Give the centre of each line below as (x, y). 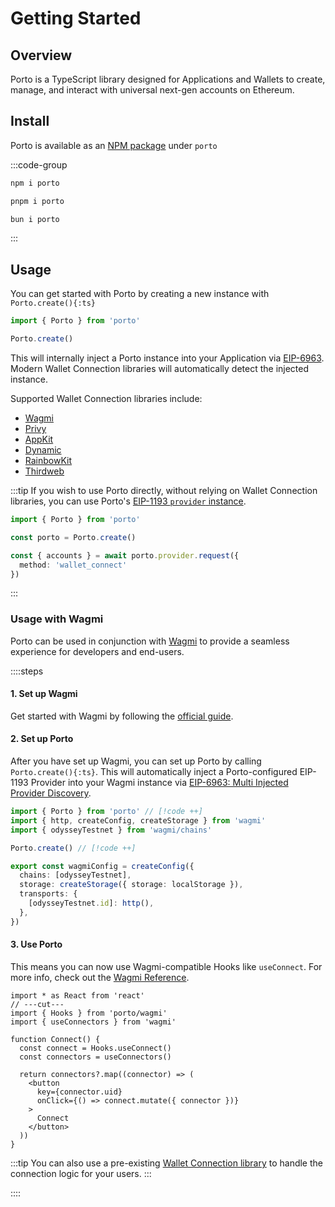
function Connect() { (55, 1039)
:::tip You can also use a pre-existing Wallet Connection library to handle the (166, 1163)
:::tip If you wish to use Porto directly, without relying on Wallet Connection (164, 490)
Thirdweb (44, 471)
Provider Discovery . (51, 793)
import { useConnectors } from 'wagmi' (93, 1022)
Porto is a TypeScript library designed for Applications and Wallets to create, (168, 79)
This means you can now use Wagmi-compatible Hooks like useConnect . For (166, 966)
